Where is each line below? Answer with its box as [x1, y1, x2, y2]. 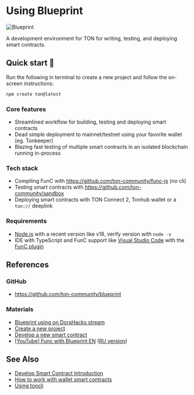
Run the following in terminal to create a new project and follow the [6, 73, 168, 80]
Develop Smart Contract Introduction [14, 370, 103, 377]
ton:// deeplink [14, 202, 53, 209]
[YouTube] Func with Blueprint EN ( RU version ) [14, 337, 127, 344]
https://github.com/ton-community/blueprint [14, 291, 122, 298]
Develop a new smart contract [14, 331, 88, 338]
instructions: [23, 80, 54, 87]
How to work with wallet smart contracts [14, 376, 112, 383]
